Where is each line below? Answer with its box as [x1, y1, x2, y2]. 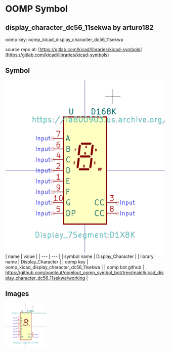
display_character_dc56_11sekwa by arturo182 [5, 23, 154, 32]
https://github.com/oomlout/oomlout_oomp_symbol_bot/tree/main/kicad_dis [5, 269, 164, 276]
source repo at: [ [5, 47, 40, 52]
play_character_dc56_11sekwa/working [5, 275, 86, 281]
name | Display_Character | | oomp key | [5, 258, 89, 265]
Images [5, 289, 29, 298]
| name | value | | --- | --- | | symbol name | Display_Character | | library [5, 253, 154, 259]
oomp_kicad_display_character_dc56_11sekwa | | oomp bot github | [5, 264, 144, 270]
